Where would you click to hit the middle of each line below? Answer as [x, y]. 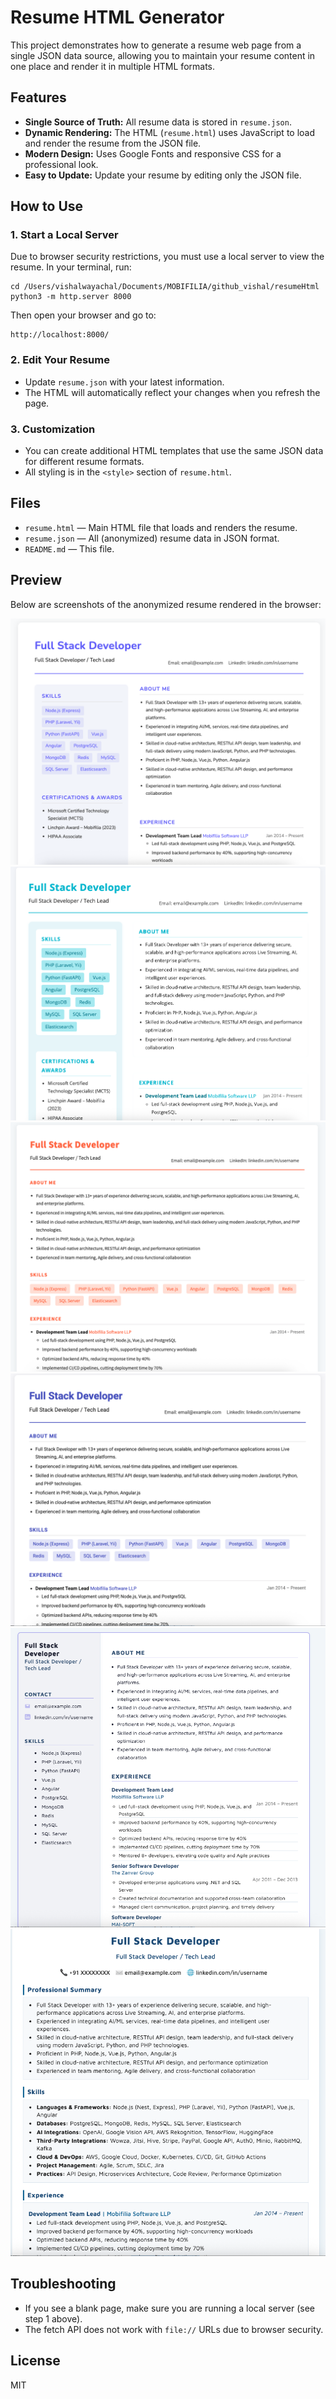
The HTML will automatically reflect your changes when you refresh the [172, 392]
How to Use [47, 206]
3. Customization [53, 429]
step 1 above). [53, 2318]
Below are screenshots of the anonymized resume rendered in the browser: [166, 604]
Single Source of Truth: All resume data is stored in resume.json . [158, 122]
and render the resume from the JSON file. [113, 143]
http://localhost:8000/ [60, 335]
